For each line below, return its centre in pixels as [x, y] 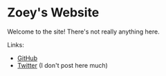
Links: [16, 45]
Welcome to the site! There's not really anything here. [84, 31]
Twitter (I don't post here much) [63, 65]
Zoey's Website [53, 13]
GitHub [27, 58]
